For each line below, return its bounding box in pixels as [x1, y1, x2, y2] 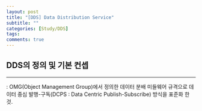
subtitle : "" [6, 20, 39, 26]
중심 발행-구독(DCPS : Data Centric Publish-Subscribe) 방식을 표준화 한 [17, 91, 190, 98]
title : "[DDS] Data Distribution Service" [6, 14, 114, 20]
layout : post [6, 8, 39, 15]
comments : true [6, 37, 44, 43]
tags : [6, 31, 20, 37]
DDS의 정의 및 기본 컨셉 [6, 61, 89, 71]
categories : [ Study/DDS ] [6, 25, 69, 32]
